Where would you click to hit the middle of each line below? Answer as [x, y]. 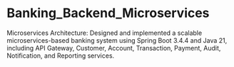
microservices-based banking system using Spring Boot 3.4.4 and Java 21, [117, 40]
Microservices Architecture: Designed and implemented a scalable [105, 33]
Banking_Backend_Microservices [108, 13]
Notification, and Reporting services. [61, 56]
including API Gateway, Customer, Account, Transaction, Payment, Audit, [114, 48]
